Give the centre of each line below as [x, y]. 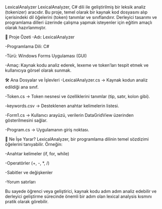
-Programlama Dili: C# [27, 46]
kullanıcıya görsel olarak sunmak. [38, 70]
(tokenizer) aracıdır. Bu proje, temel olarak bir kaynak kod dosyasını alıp [76, 12]
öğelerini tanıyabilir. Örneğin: [34, 144]
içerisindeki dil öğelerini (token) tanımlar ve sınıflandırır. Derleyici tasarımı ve [81, 17]
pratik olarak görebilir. [27, 201]
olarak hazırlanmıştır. [26, 28]
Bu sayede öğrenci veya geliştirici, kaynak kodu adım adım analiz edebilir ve [81, 191]
